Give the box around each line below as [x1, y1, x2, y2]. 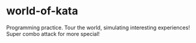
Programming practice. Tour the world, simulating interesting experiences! [6, 24, 191, 31]
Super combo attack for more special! [6, 30, 100, 37]
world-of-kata [6, 4, 78, 18]
